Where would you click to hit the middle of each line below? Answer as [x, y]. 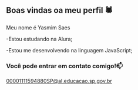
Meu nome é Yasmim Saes [38, 27]
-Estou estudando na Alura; [39, 39]
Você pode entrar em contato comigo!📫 [65, 66]
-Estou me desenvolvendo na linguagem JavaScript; [69, 50]
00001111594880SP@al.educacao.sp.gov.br [59, 81]
